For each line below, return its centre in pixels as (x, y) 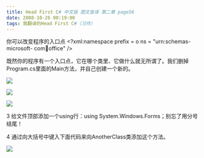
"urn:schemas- (172, 42)
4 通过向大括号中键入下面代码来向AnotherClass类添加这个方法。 (88, 137)
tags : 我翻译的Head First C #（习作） (51, 23)
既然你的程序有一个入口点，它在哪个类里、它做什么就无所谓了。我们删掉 (97, 61)
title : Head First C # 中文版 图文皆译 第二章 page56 (70, 12)
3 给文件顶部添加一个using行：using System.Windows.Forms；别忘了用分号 (102, 116)
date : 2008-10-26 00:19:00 (41, 18)
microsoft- (20, 48)
